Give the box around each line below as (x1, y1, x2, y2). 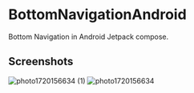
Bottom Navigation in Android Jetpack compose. (8, 32, 169, 41)
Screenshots (8, 55, 74, 68)
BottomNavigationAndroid (8, 6, 187, 24)
